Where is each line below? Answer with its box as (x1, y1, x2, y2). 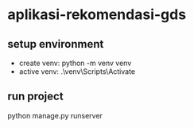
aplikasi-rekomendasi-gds (7, 6, 187, 24)
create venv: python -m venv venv (18, 58, 132, 68)
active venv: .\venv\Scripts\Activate (18, 67, 136, 76)
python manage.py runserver (7, 111, 103, 120)
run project (7, 90, 64, 103)
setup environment (7, 37, 104, 51)
